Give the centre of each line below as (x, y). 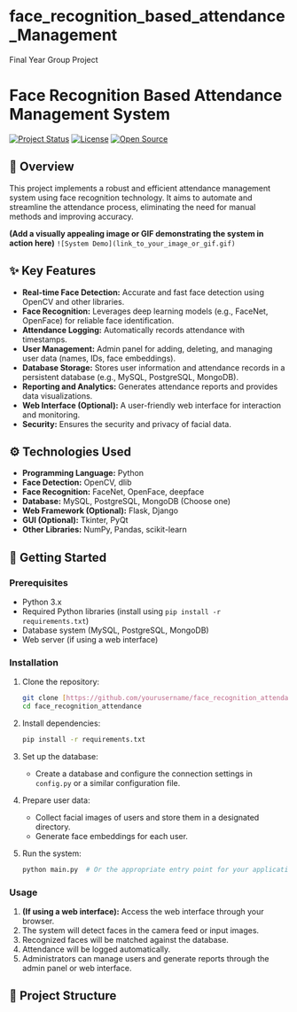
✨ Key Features (52, 271)
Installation (34, 662)
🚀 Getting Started (58, 557)
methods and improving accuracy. (71, 216)
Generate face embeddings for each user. (112, 836)
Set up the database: (60, 756)
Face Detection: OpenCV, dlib (77, 483)
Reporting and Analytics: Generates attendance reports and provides (150, 386)
